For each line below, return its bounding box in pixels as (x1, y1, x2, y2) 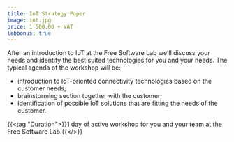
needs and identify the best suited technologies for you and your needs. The (7, 56, 228, 65)
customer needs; (17, 84, 66, 93)
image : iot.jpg (7, 17, 52, 24)
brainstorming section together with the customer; (17, 92, 163, 100)
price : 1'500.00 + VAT (7, 23, 73, 30)
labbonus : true (7, 29, 52, 37)
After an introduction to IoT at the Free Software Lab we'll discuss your (7, 49, 211, 57)
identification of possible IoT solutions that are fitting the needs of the (17, 99, 218, 108)
